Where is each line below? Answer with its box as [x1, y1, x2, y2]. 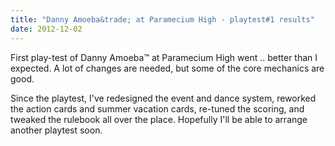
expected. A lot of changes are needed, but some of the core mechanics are [10, 62, 325, 74]
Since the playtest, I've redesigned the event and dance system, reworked [10, 92, 317, 104]
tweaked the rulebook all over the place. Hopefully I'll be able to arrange [10, 113, 308, 125]
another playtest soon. [10, 124, 103, 136]
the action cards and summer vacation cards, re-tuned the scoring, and [10, 102, 305, 115]
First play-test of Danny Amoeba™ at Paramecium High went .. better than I [10, 51, 318, 63]
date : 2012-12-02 [10, 24, 83, 34]
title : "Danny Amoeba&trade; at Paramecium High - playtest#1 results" [10, 14, 315, 25]
